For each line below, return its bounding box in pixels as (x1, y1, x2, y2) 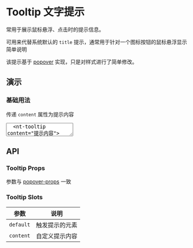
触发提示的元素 (36, 221, 78, 229)
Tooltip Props (6, 164, 45, 172)
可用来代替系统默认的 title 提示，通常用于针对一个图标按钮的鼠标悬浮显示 (6, 38, 187, 45)
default (9, 221, 31, 228)
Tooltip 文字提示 (6, 5, 85, 19)
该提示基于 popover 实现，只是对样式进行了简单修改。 (6, 58, 138, 65)
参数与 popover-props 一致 (6, 178, 72, 185)
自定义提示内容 (36, 232, 78, 240)
